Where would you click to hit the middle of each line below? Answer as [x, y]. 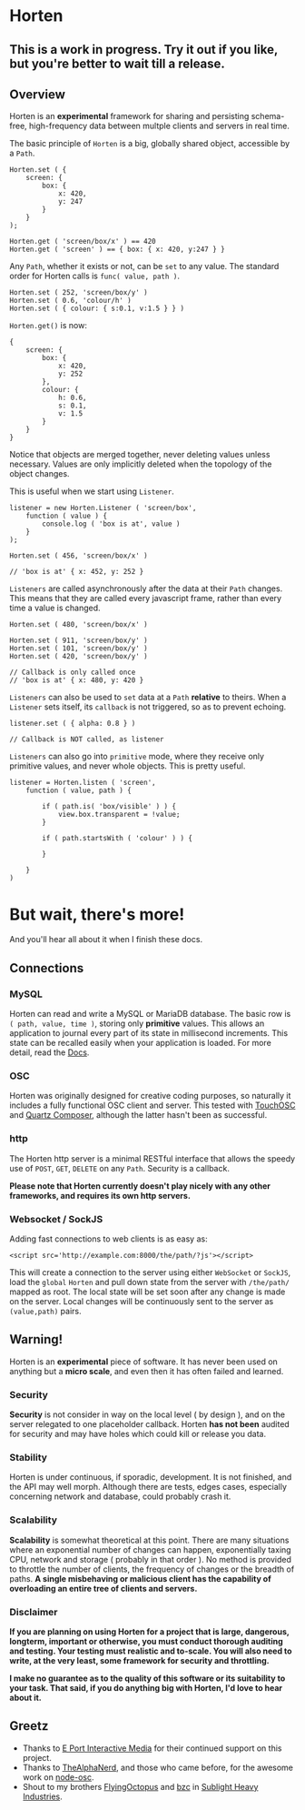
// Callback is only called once [73, 673]
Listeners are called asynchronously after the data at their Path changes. [146, 588]
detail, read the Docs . [49, 1052]
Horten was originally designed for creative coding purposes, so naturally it [150, 1096]
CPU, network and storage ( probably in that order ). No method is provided [151, 1559]
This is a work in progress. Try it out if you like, [144, 50]
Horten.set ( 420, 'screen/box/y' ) [79, 657]
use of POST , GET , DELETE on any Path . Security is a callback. [119, 1168]
